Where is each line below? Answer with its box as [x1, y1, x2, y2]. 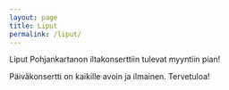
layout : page [9, 12, 58, 22]
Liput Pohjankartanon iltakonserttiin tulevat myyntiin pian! [9, 54, 221, 65]
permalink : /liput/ [9, 29, 82, 38]
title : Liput [9, 21, 58, 30]
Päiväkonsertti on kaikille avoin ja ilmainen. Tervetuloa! [9, 71, 210, 82]
